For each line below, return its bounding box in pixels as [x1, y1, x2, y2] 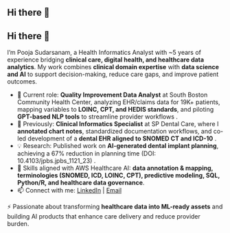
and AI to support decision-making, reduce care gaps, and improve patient [7, 70, 219, 79]
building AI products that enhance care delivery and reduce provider [7, 212, 201, 221]
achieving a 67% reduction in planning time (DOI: [16, 149, 157, 158]
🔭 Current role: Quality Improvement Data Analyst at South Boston [16, 90, 208, 99]
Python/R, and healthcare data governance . [16, 179, 145, 187]
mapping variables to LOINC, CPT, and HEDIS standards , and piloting [16, 106, 214, 114]
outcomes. [7, 77, 38, 86]
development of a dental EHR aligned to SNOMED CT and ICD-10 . [27, 134, 217, 143]
